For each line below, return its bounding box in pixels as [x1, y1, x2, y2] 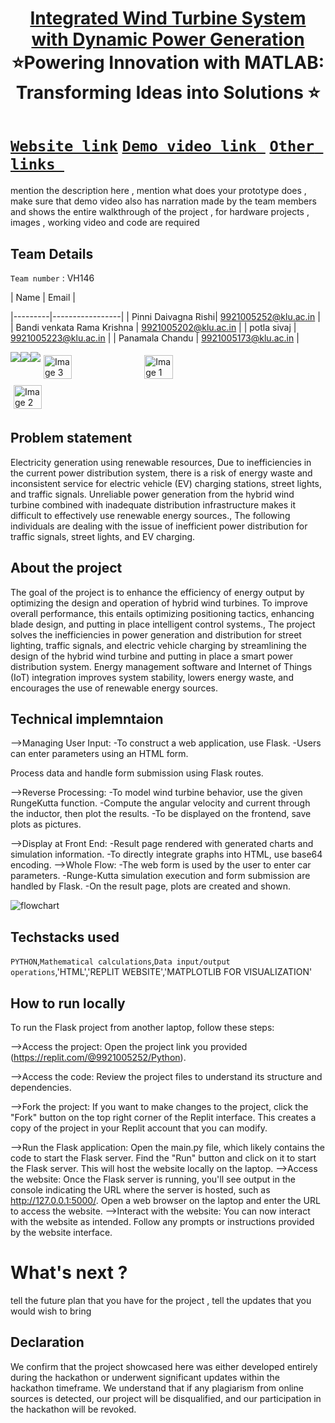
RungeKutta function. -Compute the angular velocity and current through [10, 797, 311, 809]
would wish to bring [10, 1305, 92, 1317]
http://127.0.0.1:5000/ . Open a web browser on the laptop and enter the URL [10, 1195, 321, 1206]
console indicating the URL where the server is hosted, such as [10, 1184, 271, 1196]
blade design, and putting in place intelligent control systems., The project [10, 618, 316, 630]
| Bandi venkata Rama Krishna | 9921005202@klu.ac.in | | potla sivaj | [10, 321, 297, 333]
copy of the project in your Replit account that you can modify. [10, 1122, 268, 1134]
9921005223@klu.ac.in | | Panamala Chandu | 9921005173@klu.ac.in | [10, 332, 300, 344]
